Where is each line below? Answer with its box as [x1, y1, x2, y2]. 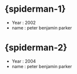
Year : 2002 [11, 20, 36, 25]
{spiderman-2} [4, 42, 68, 53]
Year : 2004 [11, 58, 36, 64]
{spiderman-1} [4, 3, 66, 15]
